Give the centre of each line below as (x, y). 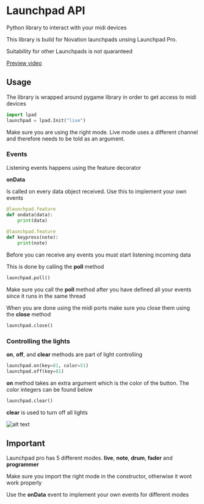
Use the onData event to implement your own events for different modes (98, 495)
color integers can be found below (49, 389)
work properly (24, 483)
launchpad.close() (30, 325)
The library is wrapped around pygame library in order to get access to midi (101, 97)
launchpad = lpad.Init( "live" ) (46, 120)
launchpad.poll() (28, 278)
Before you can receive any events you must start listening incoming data (99, 255)
